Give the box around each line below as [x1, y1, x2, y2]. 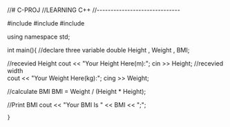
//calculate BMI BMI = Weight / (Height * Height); [7, 88, 146, 95]
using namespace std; [7, 32, 70, 41]
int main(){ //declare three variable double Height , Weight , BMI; [7, 46, 190, 54]
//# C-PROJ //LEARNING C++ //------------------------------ [7, 6, 181, 14]
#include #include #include [7, 19, 85, 27]
